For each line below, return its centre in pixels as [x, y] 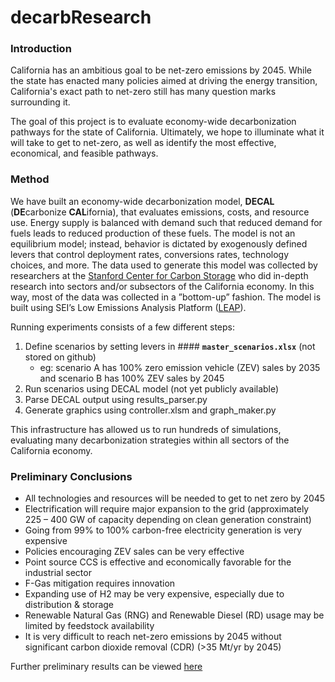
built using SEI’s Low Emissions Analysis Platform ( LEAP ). [128, 307]
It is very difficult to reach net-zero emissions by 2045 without [153, 637]
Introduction [41, 49]
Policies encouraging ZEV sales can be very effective [134, 552]
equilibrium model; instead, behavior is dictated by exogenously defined [159, 243]
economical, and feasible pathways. [84, 153]
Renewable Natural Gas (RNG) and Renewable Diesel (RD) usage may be [174, 615]
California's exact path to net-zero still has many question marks [143, 92]
